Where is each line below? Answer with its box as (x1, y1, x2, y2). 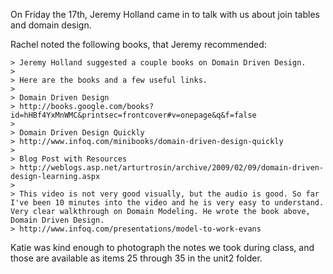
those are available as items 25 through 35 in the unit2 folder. (10, 252, 263, 264)
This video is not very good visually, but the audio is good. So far (19, 189, 320, 199)
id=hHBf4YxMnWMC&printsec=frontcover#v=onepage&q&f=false (10, 110, 257, 120)
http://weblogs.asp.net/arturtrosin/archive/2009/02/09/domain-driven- (19, 163, 325, 173)
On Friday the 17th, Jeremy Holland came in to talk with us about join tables (10, 9, 320, 20)
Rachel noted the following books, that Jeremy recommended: (10, 39, 267, 50)
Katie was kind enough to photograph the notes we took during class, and (10, 242, 315, 253)
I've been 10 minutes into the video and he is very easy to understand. (10, 198, 325, 208)
